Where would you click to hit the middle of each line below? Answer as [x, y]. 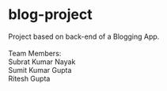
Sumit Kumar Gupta [40, 70]
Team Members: [35, 53]
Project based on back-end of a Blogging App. [84, 36]
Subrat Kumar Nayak [42, 62]
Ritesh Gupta [29, 78]
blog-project [50, 15]
